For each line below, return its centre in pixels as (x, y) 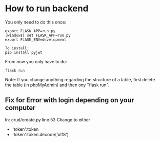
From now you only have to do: (36, 61)
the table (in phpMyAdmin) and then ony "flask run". (57, 85)
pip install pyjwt (24, 52)
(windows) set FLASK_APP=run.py (38, 35)
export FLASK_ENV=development (36, 40)
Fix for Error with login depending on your (70, 100)
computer (20, 108)
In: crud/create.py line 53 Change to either (48, 119)
